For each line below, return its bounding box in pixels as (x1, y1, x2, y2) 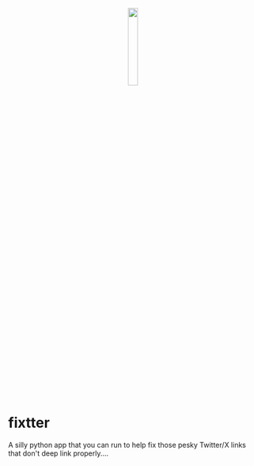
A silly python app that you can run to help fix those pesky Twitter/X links (8, 440, 247, 449)
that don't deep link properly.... (8, 449, 109, 458)
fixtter (8, 414, 50, 432)
